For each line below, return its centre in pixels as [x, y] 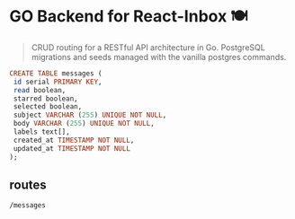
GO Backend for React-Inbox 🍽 [129, 17]
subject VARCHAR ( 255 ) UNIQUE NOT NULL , [90, 115]
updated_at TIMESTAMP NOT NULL [72, 148]
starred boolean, [45, 99]
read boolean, [40, 90]
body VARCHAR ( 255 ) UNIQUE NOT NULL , [84, 124]
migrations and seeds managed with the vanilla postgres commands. [159, 57]
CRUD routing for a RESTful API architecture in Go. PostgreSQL [148, 47]
